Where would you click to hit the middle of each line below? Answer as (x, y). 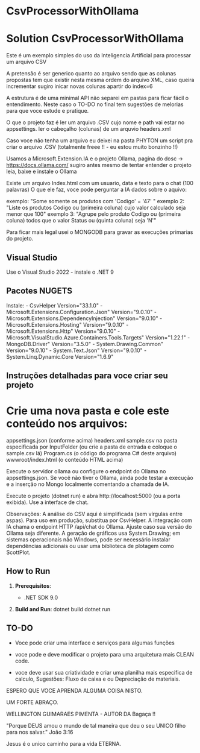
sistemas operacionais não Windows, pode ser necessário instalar (88, 540)
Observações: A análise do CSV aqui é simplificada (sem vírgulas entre (94, 514)
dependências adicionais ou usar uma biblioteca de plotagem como (90, 546)
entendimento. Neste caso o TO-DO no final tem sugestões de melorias (95, 104)
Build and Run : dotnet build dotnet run (63, 609)
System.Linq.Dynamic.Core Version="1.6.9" (60, 356)
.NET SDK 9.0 (41, 597)
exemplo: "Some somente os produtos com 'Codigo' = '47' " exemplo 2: (95, 201)
